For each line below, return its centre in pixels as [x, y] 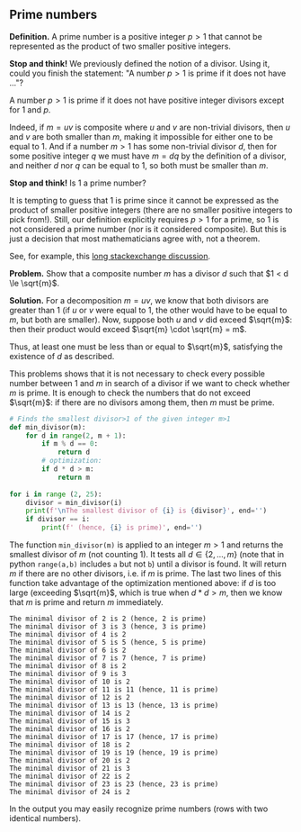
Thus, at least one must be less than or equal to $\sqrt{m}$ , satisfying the [146, 347]
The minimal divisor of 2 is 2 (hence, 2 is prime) [108, 619]
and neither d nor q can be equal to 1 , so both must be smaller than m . [139, 165]
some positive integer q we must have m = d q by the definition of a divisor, [148, 156]
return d [74, 452]
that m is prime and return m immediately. [86, 602]
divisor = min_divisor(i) [74, 502]
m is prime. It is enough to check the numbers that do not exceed [130, 393]
